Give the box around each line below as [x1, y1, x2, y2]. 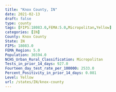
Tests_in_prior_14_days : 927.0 [5, 61, 68, 66]
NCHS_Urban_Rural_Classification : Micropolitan [5, 57, 103, 62]
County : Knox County [5, 35, 47, 39]
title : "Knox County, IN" [5, 7, 57, 12]
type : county [5, 20, 32, 26]
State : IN [5, 39, 25, 44]
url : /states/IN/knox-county [5, 79, 64, 84]
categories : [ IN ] [5, 30, 40, 35]
